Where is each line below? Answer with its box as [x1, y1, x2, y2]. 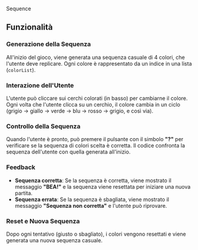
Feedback [6, 163, 36, 171]
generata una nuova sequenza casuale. [6, 236, 103, 243]
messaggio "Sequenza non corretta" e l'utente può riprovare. [14, 202, 168, 209]
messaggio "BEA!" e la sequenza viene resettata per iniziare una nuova [14, 183, 191, 190]
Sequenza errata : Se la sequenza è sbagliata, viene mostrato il [14, 196, 169, 203]
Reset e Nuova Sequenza [6, 217, 80, 225]
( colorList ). [6, 66, 36, 73]
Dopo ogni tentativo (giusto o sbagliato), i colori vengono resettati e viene [6, 230, 186, 237]
